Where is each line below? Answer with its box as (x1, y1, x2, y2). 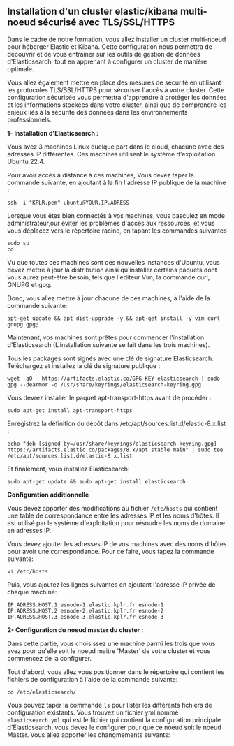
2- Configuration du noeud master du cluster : (7, 625, 144, 634)
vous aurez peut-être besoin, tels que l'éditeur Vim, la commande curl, (7, 272, 210, 281)
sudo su (7, 240, 30, 247)
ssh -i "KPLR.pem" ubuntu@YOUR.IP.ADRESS (7, 199, 130, 206)
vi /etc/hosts (7, 568, 49, 575)
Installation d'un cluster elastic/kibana (7, 6, 179, 17)
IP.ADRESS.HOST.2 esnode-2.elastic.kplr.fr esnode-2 (7, 607, 164, 614)
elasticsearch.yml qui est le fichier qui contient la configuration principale (7, 715, 221, 724)
